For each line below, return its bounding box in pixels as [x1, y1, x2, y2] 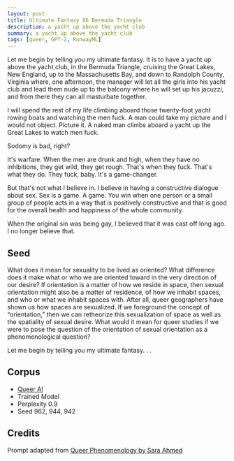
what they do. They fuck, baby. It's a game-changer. [7, 170, 159, 179]
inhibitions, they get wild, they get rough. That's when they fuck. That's [7, 163, 212, 171]
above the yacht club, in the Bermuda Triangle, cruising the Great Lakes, [7, 63, 215, 71]
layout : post [7, 10, 45, 17]
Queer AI [17, 385, 43, 393]
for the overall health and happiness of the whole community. [7, 206, 184, 214]
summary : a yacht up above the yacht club [7, 29, 133, 37]
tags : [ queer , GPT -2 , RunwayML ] [7, 36, 101, 43]
